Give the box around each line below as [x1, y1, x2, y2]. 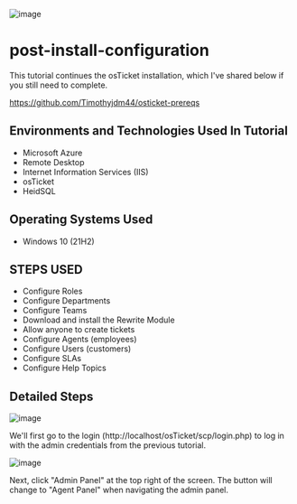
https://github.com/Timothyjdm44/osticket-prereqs [9, 97, 200, 107]
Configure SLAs [22, 353, 82, 364]
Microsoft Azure [22, 147, 83, 158]
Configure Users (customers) [22, 343, 132, 354]
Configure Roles [22, 285, 83, 297]
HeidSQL [22, 185, 56, 196]
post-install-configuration [9, 41, 209, 61]
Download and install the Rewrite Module [22, 314, 175, 325]
